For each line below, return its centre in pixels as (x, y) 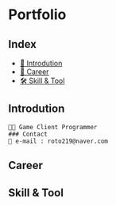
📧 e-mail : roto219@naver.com (58, 141)
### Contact (28, 134)
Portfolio (37, 15)
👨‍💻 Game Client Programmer (53, 127)
